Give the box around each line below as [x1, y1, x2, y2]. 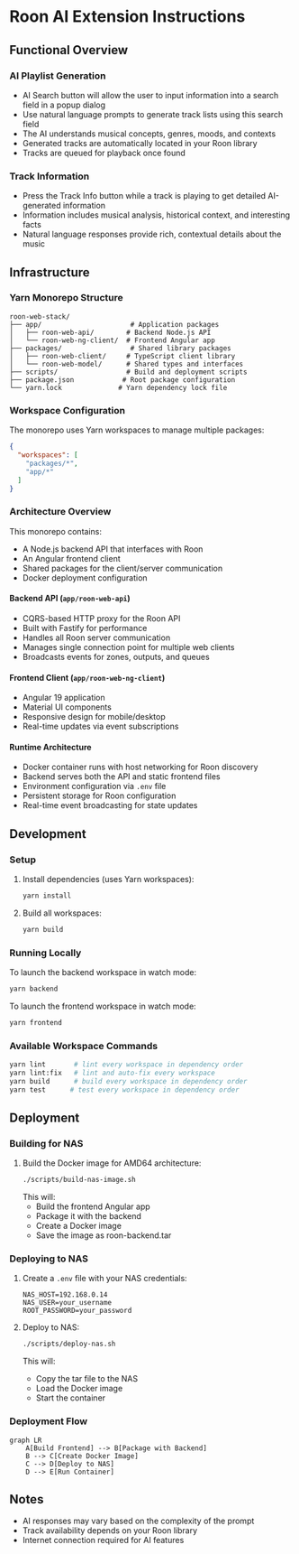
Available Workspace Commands [9, 1039, 159, 1052]
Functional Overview [9, 42, 129, 58]
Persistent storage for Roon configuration [22, 790, 177, 801]
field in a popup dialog [22, 99, 106, 110]
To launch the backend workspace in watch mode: [9, 967, 196, 978]
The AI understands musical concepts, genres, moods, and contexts [22, 128, 276, 139]
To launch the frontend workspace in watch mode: [9, 1000, 196, 1011]
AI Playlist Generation [9, 70, 106, 82]
